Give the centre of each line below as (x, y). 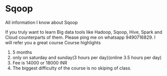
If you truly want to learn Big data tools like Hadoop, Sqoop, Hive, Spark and (84, 32)
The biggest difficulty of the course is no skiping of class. (72, 68)
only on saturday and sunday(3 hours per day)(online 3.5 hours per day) (87, 57)
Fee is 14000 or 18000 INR (40, 63)
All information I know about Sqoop (42, 22)
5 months (22, 52)
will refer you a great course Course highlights (53, 42)
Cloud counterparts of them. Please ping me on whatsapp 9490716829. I (80, 37)
